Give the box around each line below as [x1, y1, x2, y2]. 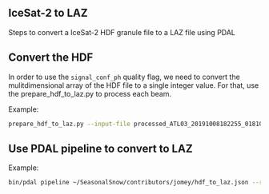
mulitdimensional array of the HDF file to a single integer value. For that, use [8, 80, 259, 90]
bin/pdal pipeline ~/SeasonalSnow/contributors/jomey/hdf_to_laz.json [8, 179, 249, 187]
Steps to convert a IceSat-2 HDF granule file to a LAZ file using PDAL [8, 27, 236, 37]
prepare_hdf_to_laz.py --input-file [8, 120, 130, 128]
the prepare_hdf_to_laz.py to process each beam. [8, 89, 172, 98]
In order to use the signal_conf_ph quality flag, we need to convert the [8, 72, 240, 81]
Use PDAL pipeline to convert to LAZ [8, 141, 194, 155]
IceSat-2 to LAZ [8, 6, 88, 20]
